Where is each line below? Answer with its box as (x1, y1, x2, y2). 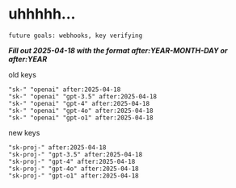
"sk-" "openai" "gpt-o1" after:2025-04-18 (8, 114, 154, 122)
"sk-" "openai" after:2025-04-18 (8, 86, 121, 94)
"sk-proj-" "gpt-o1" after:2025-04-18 (8, 171, 139, 180)
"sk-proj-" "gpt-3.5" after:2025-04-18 (8, 150, 143, 158)
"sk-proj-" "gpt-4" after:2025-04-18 (8, 157, 136, 165)
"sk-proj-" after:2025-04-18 (8, 143, 107, 152)
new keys (8, 127, 40, 137)
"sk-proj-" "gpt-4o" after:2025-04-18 (8, 165, 139, 173)
